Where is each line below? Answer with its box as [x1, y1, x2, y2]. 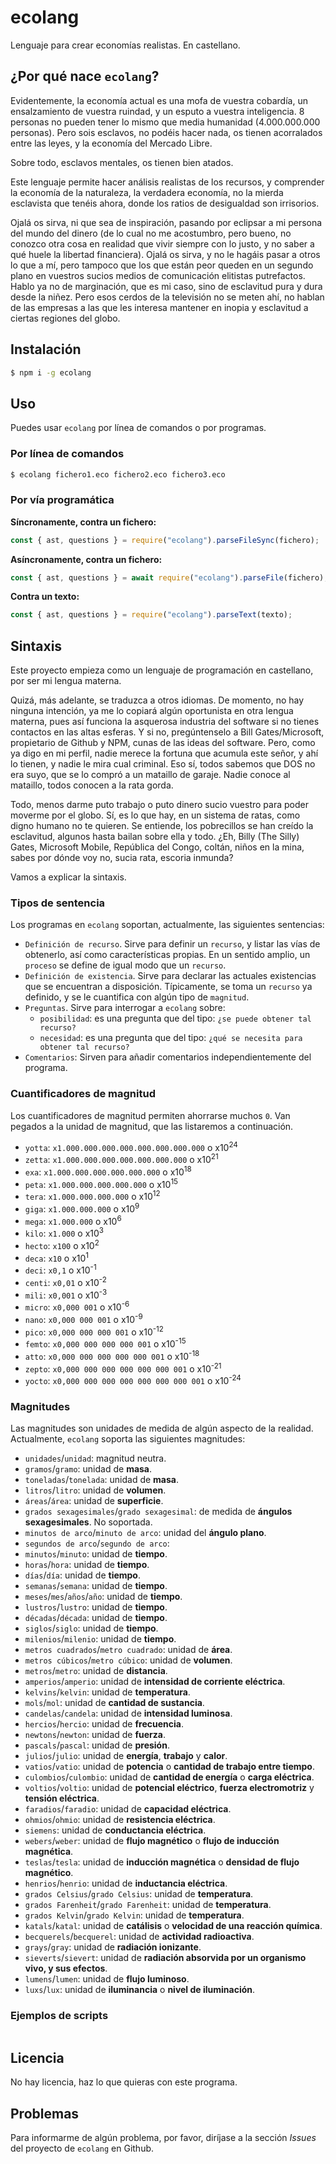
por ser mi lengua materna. [10, 675, 122, 687]
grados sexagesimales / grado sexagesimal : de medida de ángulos [24, 1506, 293, 1518]
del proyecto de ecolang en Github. [10, 2142, 155, 2155]
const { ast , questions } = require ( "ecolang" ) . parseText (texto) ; [10, 610, 293, 620]
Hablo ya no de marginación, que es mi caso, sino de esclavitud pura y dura [10, 280, 323, 292]
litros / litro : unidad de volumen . [24, 1484, 167, 1496]
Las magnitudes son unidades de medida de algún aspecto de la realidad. [10, 1422, 314, 1435]
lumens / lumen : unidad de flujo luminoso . [24, 1973, 190, 1985]
